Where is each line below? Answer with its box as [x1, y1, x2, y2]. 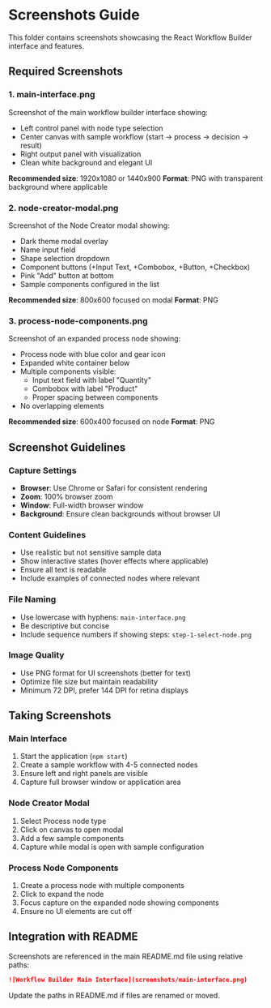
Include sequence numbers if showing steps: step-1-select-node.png [19, 629, 252, 639]
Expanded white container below [19, 358, 130, 368]
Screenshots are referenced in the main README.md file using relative [8, 951, 243, 961]
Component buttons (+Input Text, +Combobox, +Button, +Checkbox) [19, 262, 251, 272]
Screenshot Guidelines [8, 440, 126, 454]
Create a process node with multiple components [19, 881, 184, 890]
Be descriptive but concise [19, 620, 110, 630]
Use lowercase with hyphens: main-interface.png [19, 612, 186, 622]
